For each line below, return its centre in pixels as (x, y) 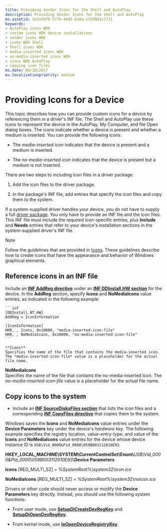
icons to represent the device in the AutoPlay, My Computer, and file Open (82, 124)
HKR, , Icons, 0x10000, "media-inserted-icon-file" (60, 330)
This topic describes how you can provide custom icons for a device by (79, 114)
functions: (15, 499)
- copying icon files (28, 66)
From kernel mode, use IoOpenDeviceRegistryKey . (65, 524)
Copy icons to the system (46, 396)
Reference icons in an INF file (52, 276)
